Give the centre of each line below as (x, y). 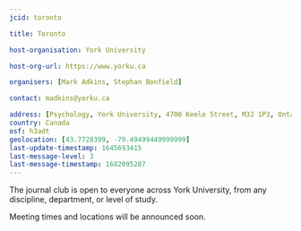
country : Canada (39, 123)
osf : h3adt (30, 131)
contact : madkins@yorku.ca (60, 98)
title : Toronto (38, 34)
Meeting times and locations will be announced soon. (107, 217)
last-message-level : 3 (52, 156)
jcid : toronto (36, 17)
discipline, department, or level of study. (84, 200)
